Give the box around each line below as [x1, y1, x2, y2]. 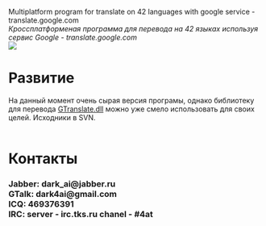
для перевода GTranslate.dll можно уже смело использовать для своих [8, 104, 256, 114]
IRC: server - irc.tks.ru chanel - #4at [8, 209, 153, 220]
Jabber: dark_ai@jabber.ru [8, 178, 116, 190]
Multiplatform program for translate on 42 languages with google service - [8, 7, 256, 16]
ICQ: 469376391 [8, 199, 74, 210]
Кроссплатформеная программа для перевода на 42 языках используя [8, 24, 259, 33]
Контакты [8, 149, 78, 168]
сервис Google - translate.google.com [8, 32, 137, 42]
